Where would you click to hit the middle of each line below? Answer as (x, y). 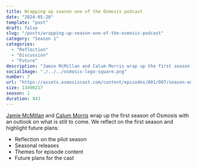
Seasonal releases (37, 145)
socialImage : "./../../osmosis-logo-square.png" (67, 71)
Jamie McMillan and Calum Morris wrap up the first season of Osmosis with (98, 115)
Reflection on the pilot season (50, 139)
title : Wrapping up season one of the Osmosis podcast (74, 11)
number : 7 (18, 77)
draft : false (22, 28)
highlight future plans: (33, 128)
